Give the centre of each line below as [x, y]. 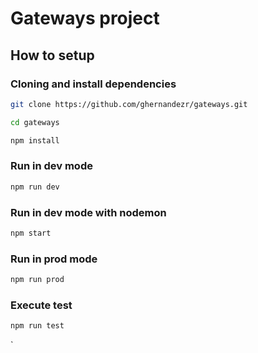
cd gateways [35, 122]
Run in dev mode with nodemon [88, 212]
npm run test [37, 326]
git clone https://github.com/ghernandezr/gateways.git [129, 104]
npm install [35, 140]
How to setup [52, 55]
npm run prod [37, 280]
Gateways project [85, 18]
